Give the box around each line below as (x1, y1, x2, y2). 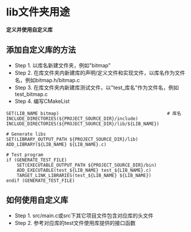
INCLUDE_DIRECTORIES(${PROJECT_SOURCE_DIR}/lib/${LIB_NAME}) (6, 120, 160, 127)
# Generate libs (6, 131, 46, 137)
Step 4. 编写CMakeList (14, 97, 70, 104)
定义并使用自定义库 (6, 26, 53, 33)
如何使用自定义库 (6, 195, 68, 205)
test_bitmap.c (14, 90, 48, 97)
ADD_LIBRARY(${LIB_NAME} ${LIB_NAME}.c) (6, 141, 107, 148)
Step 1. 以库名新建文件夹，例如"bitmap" (14, 61, 111, 68)
